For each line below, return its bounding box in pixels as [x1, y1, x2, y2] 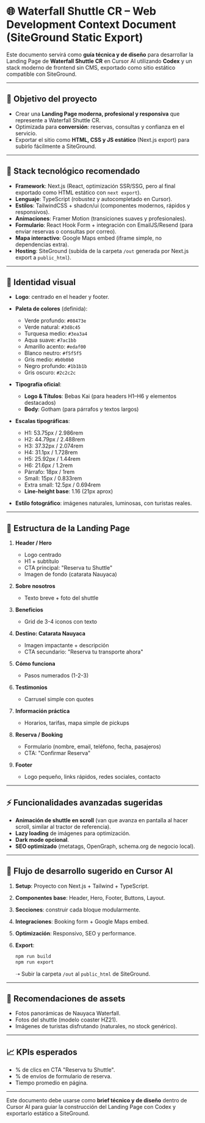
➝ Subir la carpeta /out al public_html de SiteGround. [15, 970, 151, 978]
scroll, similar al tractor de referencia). [15, 823, 111, 830]
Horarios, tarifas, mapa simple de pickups [24, 720, 129, 727]
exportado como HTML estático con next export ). [15, 188, 142, 196]
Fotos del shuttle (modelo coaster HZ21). [15, 1016, 118, 1023]
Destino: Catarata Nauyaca [15, 630, 85, 637]
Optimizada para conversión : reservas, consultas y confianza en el [15, 123, 185, 130]
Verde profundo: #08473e [24, 317, 87, 325]
